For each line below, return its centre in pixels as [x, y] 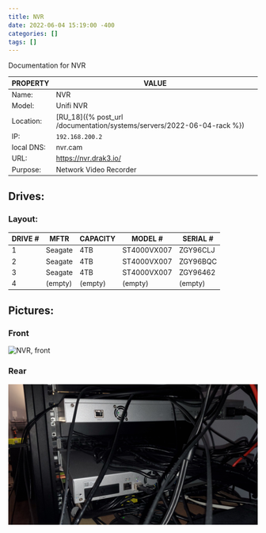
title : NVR [26, 17]
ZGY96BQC [198, 261]
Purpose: [26, 169]
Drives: [27, 197]
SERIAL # [198, 239]
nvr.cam [69, 147]
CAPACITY [98, 239]
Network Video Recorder [96, 169]
